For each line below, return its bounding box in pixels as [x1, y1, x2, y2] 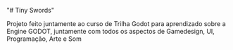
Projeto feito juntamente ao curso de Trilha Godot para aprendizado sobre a [6, 20, 226, 27]
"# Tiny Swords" [6, 6, 54, 14]
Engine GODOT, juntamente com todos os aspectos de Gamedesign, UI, [6, 27, 215, 35]
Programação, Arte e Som [6, 35, 82, 43]
